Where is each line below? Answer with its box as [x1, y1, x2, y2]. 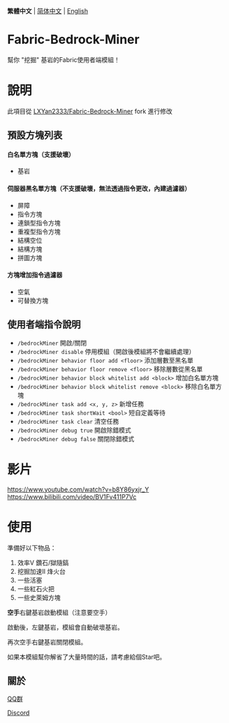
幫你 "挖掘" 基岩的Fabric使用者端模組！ [7, 55, 121, 64]
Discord [7, 708, 30, 717]
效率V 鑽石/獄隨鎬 [17, 558, 69, 567]
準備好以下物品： [7, 544, 57, 552]
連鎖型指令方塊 [17, 218, 61, 227]
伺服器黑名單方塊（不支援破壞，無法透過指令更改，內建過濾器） [7, 184, 191, 193]
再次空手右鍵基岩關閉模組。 [7, 638, 87, 646]
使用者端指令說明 [7, 319, 81, 331]
